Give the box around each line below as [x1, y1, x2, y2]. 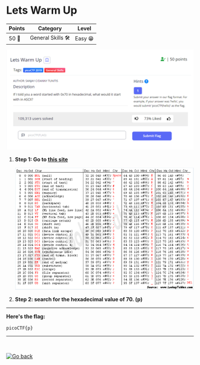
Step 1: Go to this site [14, 155, 68, 163]
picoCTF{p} [6, 325, 33, 331]
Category [37, 25, 62, 32]
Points [8, 25, 25, 32]
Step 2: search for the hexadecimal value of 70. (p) [14, 296, 143, 303]
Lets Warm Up [6, 4, 77, 17]
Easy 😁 [74, 35, 94, 42]
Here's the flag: [6, 313, 46, 320]
